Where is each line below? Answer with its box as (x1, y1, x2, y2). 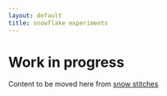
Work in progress (8, 53, 125, 71)
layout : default (8, 11, 62, 20)
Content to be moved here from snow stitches (8, 79, 159, 89)
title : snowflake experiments (8, 19, 109, 27)
